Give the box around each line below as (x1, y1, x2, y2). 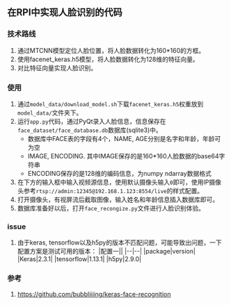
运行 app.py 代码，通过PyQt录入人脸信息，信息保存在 (17, 117, 166, 125)
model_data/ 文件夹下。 (17, 108, 83, 117)
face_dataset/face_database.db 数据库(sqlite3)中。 (17, 126, 162, 134)
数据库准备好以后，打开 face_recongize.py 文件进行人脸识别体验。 (17, 204, 205, 212)
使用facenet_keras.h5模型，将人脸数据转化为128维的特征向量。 (17, 55, 200, 63)
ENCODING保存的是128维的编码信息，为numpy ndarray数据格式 (27, 169, 212, 177)
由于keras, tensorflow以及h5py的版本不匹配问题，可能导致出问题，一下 (17, 238, 222, 247)
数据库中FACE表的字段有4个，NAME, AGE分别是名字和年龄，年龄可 (27, 134, 221, 142)
